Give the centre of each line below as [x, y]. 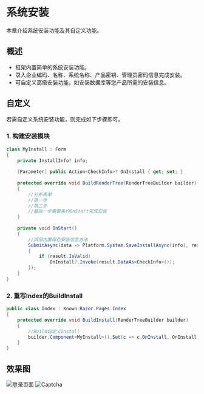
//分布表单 [40, 194]
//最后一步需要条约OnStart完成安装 [68, 211]
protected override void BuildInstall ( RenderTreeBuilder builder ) [103, 320]
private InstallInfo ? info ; [53, 161]
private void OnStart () [47, 228]
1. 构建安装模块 [28, 136]
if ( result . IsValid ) [65, 256]
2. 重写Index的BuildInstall [45, 296]
